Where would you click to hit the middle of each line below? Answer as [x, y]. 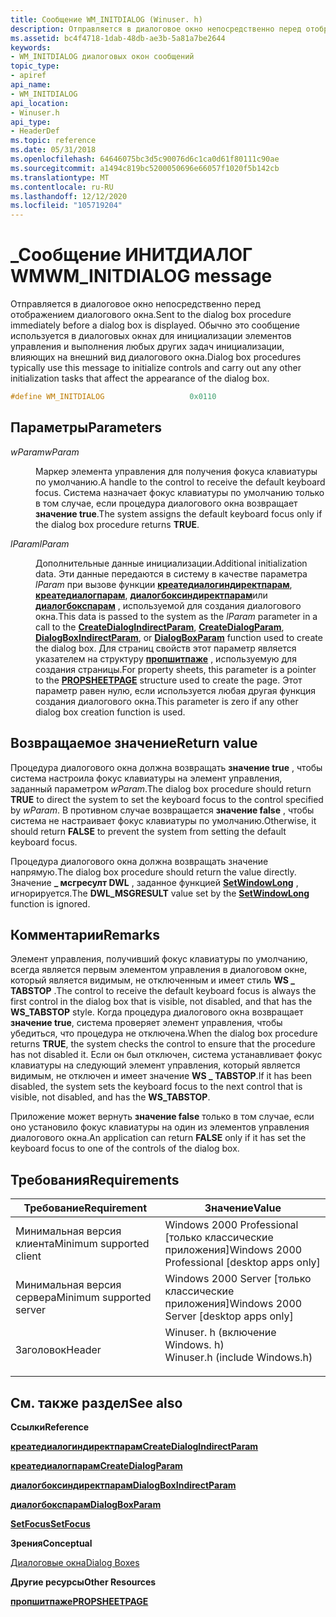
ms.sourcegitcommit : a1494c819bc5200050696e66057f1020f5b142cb [145, 168]
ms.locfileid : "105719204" [66, 206]
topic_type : [35, 66]
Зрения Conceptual [51, 1543]
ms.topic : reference [53, 141]
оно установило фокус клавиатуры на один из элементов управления [160, 1127]
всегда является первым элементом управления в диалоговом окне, [159, 970]
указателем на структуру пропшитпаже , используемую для [166, 658]
